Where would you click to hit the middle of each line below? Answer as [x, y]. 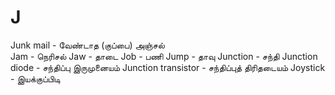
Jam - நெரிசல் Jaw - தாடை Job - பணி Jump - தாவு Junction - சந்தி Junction [164, 56]
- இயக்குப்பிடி [35, 78]
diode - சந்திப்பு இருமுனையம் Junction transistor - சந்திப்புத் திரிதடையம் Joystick [168, 67]
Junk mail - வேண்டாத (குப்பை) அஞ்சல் [87, 45]
